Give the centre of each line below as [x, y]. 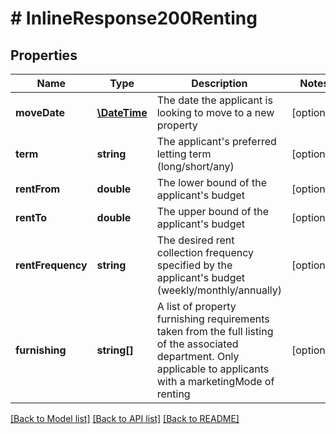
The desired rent [195, 240]
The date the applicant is [214, 100]
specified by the [194, 265]
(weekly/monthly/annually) [219, 290]
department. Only [198, 356]
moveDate [40, 112]
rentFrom [38, 189]
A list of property [196, 306]
